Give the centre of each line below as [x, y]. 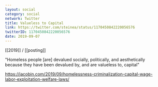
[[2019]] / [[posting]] [25, 50]
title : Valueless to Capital [34, 23]
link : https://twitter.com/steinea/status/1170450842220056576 [70, 28]
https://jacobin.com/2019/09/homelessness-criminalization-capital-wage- [79, 74]
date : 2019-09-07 [22, 37]
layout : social [20, 9]
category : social [22, 14]
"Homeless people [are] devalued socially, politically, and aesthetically [75, 59]
